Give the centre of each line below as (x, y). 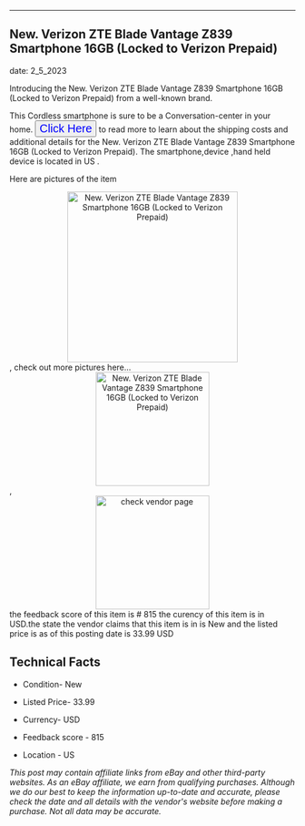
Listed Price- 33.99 (59, 701)
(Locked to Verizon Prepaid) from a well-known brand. (111, 97)
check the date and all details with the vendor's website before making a (146, 801)
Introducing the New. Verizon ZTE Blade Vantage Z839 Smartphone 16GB (146, 88)
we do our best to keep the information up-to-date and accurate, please (145, 791)
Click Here (66, 128)
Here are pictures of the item (63, 178)
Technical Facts (55, 663)
